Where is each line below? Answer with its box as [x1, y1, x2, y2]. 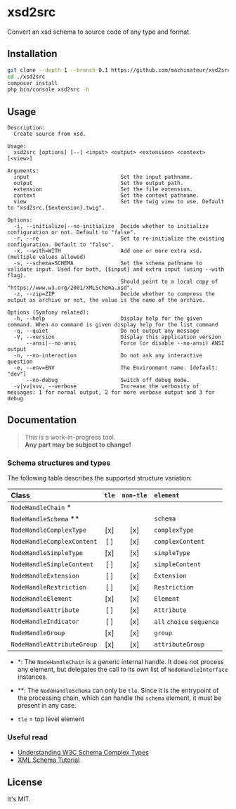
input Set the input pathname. [13, 174, 193, 181]
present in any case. [17, 701, 77, 710]
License [7, 776, 43, 788]
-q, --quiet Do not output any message [13, 328, 199, 335]
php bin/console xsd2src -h [7, 86, 90, 94]
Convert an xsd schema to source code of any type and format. [7, 27, 191, 36]
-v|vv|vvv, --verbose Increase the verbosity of [13, 383, 199, 390]
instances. [17, 673, 48, 681]
